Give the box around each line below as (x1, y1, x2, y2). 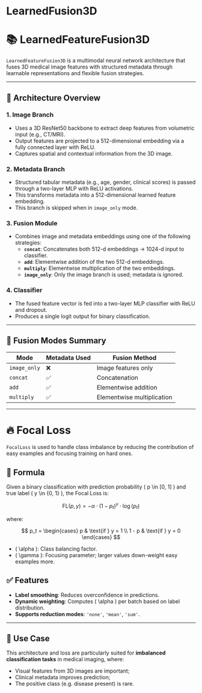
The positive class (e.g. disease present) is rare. (14, 680, 134, 688)
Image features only (96, 364, 153, 372)
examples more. (14, 558, 55, 565)
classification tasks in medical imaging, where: (6, 656, 124, 663)
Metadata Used (46, 353, 91, 362)
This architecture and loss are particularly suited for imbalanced (6, 649, 166, 656)
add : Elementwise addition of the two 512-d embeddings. (23, 258, 165, 266)
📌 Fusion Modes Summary (6, 335, 106, 346)
